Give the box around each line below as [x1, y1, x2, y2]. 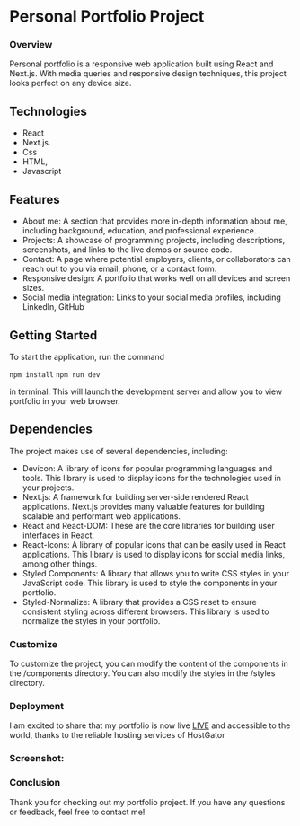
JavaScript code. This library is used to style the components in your [22, 577, 278, 588]
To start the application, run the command [9, 351, 164, 362]
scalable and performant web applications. [22, 510, 181, 522]
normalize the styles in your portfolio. [22, 615, 161, 626]
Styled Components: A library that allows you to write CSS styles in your [22, 567, 290, 578]
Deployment [9, 699, 65, 712]
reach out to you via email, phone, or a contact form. [22, 263, 217, 275]
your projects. [22, 482, 75, 493]
